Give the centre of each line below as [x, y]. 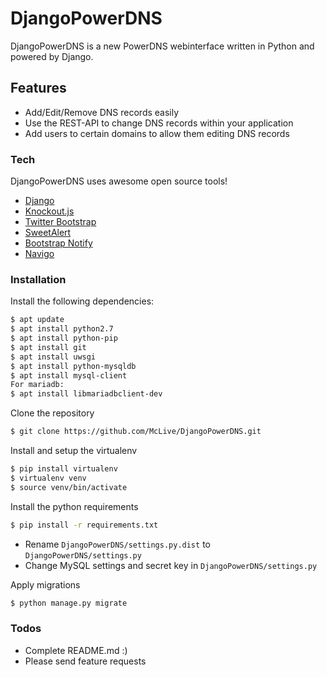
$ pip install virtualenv [64, 469]
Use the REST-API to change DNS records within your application [159, 123]
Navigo [39, 254]
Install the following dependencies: [82, 301]
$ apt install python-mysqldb [73, 366]
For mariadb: [37, 385]
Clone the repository [52, 413]
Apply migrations [45, 584]
